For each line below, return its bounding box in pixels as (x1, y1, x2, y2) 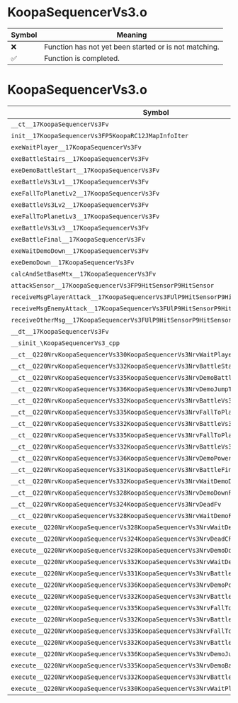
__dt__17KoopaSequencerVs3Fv (11, 327, 109, 335)
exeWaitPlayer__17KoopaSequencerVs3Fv (11, 143, 142, 151)
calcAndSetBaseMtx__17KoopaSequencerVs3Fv (11, 270, 157, 278)
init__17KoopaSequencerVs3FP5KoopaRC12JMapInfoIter (11, 132, 189, 140)
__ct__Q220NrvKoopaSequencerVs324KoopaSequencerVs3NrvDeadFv (11, 500, 222, 508)
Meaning (116, 30, 147, 40)
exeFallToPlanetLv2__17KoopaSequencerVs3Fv (11, 189, 160, 197)
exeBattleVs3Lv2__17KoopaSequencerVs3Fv (11, 201, 149, 209)
